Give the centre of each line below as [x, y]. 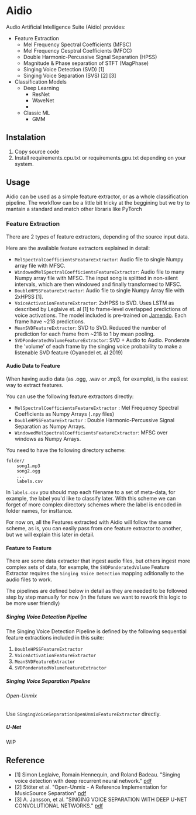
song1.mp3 [29, 466]
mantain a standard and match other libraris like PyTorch [74, 209]
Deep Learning [41, 88]
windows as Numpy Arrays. [48, 439]
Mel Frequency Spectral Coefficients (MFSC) [77, 44]
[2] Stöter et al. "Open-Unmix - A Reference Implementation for [91, 787]
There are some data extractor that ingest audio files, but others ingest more [98, 561]
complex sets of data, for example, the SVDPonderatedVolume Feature [88, 567]
